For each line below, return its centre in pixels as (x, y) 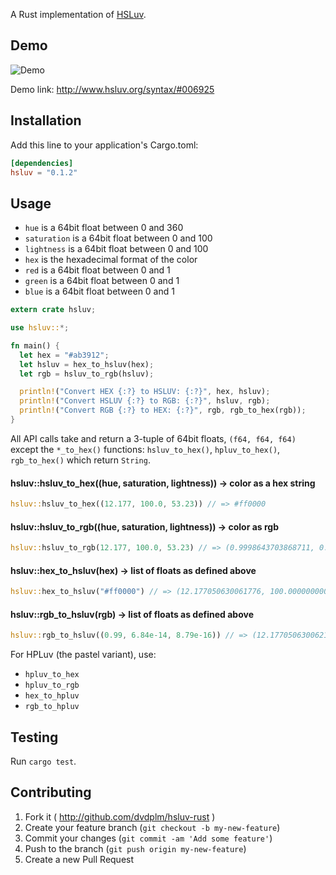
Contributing (51, 792)
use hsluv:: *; (40, 328)
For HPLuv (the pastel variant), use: (83, 655)
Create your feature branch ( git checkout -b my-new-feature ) (152, 827)
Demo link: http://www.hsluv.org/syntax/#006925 (112, 89)
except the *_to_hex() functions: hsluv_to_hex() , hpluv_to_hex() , (145, 449)
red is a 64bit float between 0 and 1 (97, 270)
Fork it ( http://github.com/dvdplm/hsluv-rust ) (120, 816)
